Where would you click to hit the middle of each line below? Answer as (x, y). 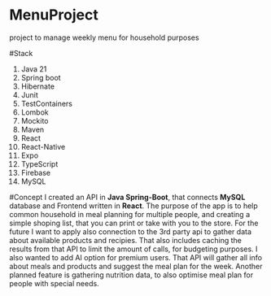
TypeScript (39, 163)
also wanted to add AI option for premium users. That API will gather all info (136, 257)
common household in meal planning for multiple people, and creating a (130, 214)
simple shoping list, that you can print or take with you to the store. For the (134, 223)
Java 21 (34, 69)
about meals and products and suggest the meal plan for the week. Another (136, 266)
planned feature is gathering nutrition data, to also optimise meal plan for (131, 275)
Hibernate (38, 86)
